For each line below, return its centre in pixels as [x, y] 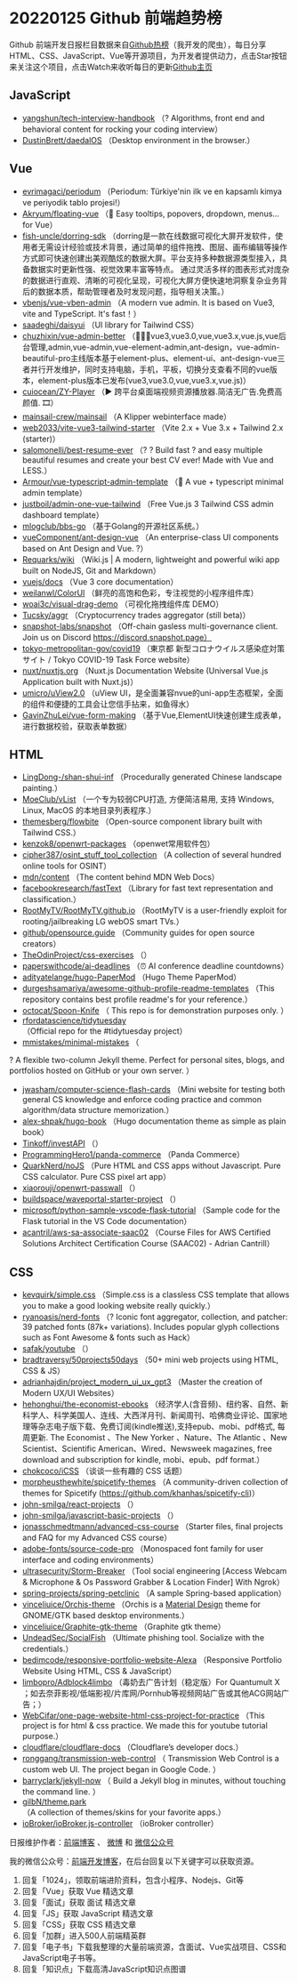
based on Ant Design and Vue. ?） [85, 548]
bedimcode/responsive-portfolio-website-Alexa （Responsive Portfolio [152, 1660]
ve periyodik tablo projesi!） [73, 202]
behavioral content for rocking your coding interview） [122, 129]
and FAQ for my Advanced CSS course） [97, 1538]
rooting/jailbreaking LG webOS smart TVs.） [103, 922]
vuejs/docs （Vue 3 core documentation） [100, 581]
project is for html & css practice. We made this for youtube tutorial [145, 1726]
